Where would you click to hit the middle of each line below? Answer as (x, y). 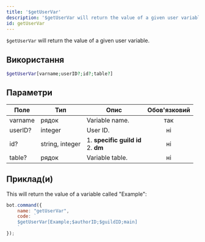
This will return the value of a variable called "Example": (77, 194)
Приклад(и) (30, 180)
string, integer (61, 144)
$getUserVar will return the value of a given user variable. (78, 41)
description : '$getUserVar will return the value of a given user (92, 18)
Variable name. (108, 120)
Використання (35, 59)
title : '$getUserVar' (34, 12)
